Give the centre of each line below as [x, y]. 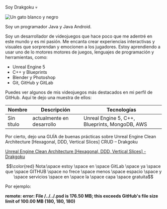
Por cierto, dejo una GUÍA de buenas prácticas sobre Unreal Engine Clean [81, 136]
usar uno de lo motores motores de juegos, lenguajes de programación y [80, 52]
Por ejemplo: [18, 186]
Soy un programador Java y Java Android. [48, 26]
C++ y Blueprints [30, 72]
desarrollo [44, 124]
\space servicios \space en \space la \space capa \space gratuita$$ [83, 177]
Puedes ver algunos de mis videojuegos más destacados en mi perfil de [79, 92]
